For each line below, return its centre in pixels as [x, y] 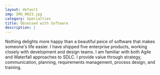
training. [13, 67]
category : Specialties [28, 19]
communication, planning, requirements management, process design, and [80, 62]
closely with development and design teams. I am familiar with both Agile [78, 52]
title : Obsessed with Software [37, 23]
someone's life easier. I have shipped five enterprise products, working [76, 47]
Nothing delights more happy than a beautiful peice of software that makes [80, 41]
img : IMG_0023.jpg [24, 14]
